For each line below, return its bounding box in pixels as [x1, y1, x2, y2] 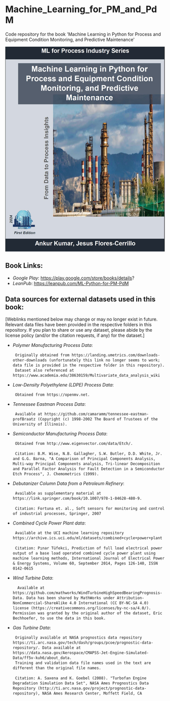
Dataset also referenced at [15, 368, 74, 373]
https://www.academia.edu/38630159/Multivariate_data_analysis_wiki [12, 373, 160, 378]
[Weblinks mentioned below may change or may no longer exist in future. [5, 316, 158, 323]
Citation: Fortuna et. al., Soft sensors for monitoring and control [15, 506, 165, 511]
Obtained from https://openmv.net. [15, 392, 90, 398]
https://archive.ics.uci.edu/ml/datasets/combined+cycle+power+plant [12, 536, 163, 541]
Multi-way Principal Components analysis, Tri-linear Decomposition [12, 462, 160, 467]
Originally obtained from [15, 353, 70, 358]
